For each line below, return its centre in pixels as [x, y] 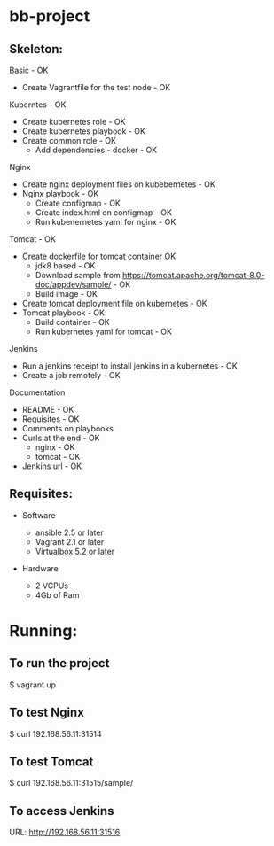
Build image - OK [67, 294]
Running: [43, 631]
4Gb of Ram [57, 594]
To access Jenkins [62, 811]
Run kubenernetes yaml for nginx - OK [106, 222]
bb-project [50, 16]
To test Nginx [47, 713]
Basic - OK [29, 70]
